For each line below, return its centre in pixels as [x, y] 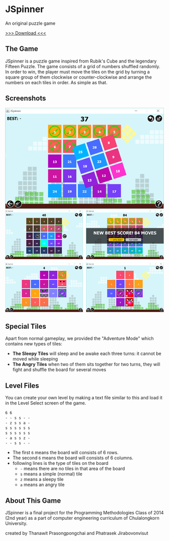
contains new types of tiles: [34, 344]
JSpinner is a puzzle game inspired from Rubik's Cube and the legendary [81, 61]
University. [16, 523]
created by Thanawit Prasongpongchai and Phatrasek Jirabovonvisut [77, 533]
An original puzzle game [30, 23]
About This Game [33, 500]
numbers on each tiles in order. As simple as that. [56, 82]
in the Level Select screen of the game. [46, 403]
